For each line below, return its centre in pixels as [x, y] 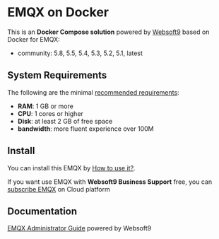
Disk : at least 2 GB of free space [65, 121]
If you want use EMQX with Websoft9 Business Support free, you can [110, 182]
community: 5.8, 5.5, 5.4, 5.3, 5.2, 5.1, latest [80, 53]
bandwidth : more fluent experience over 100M [85, 129]
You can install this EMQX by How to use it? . [71, 168]
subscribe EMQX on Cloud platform [59, 189]
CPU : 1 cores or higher [50, 113]
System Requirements [57, 75]
